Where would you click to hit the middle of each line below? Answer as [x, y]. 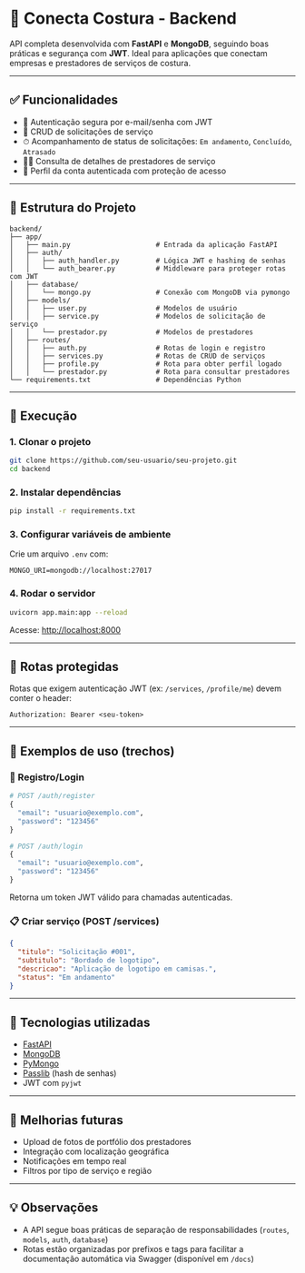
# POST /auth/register [52, 796]
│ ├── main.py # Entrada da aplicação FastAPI [144, 244]
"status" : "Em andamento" [67, 977]
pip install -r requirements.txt [73, 511]
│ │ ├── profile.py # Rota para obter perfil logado [146, 364]
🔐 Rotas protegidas [64, 667]
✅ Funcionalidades [64, 100]
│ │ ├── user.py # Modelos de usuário [123, 308]
